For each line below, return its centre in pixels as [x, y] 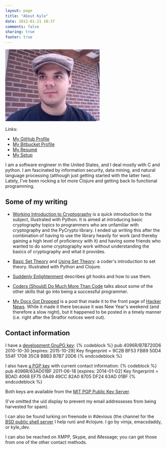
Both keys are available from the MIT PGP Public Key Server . [68, 391]
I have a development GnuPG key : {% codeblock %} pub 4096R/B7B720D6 [83, 345]
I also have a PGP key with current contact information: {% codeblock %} [81, 365]
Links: [11, 129]
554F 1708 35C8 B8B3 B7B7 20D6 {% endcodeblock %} [64, 356]
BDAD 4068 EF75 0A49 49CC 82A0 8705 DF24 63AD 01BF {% [70, 376]
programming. [20, 186]
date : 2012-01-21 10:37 [30, 21]
